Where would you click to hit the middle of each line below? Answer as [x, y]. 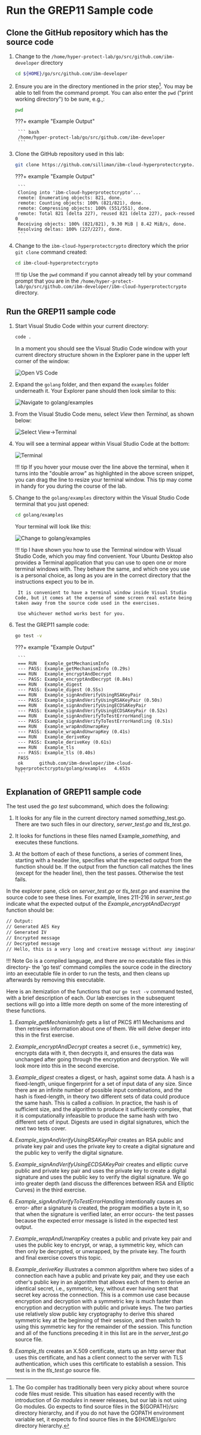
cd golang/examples [39, 515]
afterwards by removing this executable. [56, 980]
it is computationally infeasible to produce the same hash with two [96, 1115]
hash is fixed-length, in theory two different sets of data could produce [102, 1096]
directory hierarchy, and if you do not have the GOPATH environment [99, 1413]
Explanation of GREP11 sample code [74, 792]
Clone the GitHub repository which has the [87, 33]
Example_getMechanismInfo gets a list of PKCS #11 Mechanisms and [100, 1022]
